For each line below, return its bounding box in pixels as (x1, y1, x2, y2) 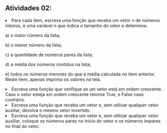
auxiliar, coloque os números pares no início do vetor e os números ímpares (5, 117, 161, 124)
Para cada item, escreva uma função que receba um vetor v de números (11, 17, 161, 23)
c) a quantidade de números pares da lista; (5, 51, 93, 57)
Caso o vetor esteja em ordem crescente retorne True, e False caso (5, 91, 144, 97)
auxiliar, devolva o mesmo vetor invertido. (5, 107, 91, 113)
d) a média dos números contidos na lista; (5, 61, 91, 67)
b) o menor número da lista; (5, 42, 62, 48)
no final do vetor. (5, 123, 40, 129)
